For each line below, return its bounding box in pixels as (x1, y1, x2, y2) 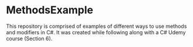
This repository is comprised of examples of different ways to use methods (6, 23, 187, 30)
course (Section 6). (6, 35, 53, 42)
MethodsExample (6, 3, 94, 17)
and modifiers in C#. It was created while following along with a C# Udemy (6, 28, 186, 35)
